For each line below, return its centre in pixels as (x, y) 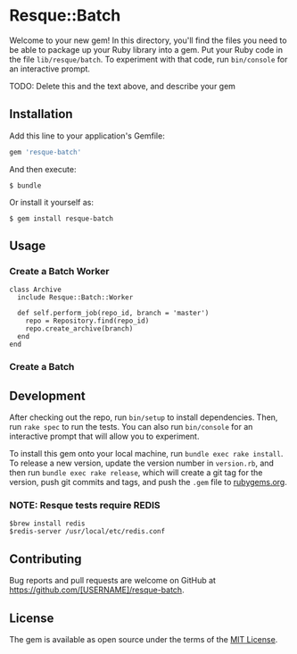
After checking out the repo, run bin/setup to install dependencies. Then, (144, 417)
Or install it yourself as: (51, 202)
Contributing (45, 559)
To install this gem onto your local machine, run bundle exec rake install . (146, 454)
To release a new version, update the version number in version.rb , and (142, 463)
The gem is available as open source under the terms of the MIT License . (144, 639)
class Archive (36, 290)
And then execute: (43, 169)
